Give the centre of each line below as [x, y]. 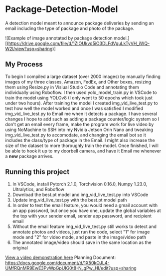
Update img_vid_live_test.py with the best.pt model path [70, 200]
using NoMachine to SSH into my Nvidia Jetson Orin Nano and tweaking [79, 129]
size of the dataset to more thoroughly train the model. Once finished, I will [82, 145]
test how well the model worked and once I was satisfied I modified [74, 108]
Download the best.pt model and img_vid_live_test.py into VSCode [80, 194]
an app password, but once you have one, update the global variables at [86, 210]
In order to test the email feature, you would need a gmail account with [85, 205]
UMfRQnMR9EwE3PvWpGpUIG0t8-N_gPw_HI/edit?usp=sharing [71, 268]
